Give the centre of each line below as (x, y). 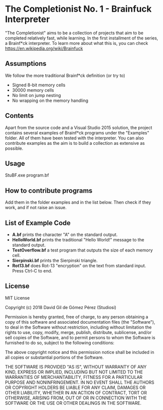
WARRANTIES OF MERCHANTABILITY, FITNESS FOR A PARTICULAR (74, 377)
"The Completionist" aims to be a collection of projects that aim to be (74, 33)
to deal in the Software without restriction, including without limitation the (78, 327)
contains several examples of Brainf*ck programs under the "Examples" (77, 133)
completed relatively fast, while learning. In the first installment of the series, (81, 38)
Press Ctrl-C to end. (32, 271)
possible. (14, 148)
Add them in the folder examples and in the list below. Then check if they (78, 202)
